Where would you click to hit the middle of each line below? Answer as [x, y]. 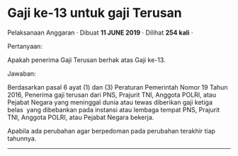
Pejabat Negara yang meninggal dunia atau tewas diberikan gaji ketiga [110, 102]
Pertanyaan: [25, 46]
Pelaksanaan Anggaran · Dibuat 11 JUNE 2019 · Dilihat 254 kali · [100, 32]
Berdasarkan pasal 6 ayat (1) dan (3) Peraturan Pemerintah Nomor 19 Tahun [118, 87]
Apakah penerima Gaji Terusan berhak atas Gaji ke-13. [86, 60]
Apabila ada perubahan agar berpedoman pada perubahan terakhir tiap [112, 131]
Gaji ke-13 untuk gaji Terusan [95, 13]
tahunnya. [22, 138]
